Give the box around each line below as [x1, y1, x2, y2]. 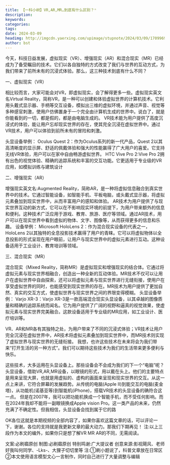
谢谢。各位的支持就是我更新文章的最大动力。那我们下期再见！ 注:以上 [14, 423, 158, 429]
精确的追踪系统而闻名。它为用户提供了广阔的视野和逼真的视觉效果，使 [14, 302, 160, 308]
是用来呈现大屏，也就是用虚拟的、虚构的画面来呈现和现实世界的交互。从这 [5, 375, 160, 381]
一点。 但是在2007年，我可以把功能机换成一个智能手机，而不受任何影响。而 [5, 393, 163, 399]
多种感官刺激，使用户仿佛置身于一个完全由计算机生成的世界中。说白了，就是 [5, 108, 165, 114]
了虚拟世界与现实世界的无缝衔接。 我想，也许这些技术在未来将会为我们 [5, 338, 153, 345]
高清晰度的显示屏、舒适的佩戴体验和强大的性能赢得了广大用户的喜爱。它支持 [5, 144, 165, 150]
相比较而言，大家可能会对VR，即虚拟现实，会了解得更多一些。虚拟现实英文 [5, 89, 162, 96]
